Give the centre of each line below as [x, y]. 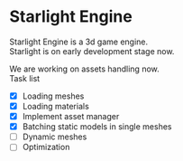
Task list [25, 78]
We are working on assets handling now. [84, 69]
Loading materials [56, 106]
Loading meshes [53, 96]
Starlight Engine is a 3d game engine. [79, 42]
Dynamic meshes [55, 137]
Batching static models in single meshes [97, 127]
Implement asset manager [71, 117]
